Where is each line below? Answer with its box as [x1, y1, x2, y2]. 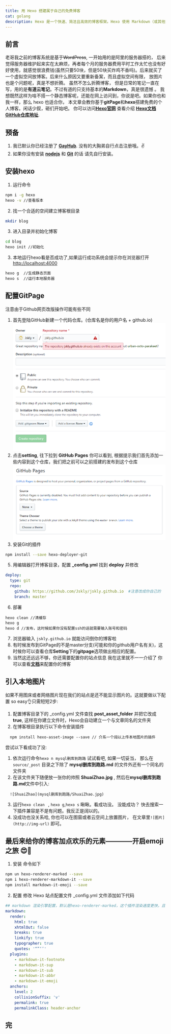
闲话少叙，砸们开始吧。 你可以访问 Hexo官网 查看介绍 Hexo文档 [22, 105, 156, 112]
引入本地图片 [5, 677, 46, 686]
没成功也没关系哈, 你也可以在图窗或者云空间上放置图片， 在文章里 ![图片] [12, 814, 165, 820]
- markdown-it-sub [14, 968, 53, 973]
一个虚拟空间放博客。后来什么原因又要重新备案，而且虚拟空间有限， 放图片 [5, 74, 163, 80]
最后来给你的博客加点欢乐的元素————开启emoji [5, 837, 164, 846]
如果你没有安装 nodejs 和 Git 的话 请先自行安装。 [12, 151, 116, 157]
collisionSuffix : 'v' [14, 995, 60, 1000]
